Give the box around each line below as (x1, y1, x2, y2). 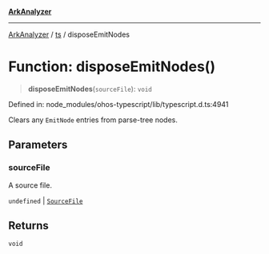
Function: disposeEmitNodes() (8, 58, 216, 76)
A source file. (8, 180, 52, 190)
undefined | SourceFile (8, 196, 83, 205)
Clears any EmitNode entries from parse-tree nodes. (8, 115, 178, 125)
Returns (8, 219, 50, 232)
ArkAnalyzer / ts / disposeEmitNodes (8, 30, 130, 39)
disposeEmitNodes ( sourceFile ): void (27, 84, 152, 93)
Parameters (8, 138, 68, 152)
